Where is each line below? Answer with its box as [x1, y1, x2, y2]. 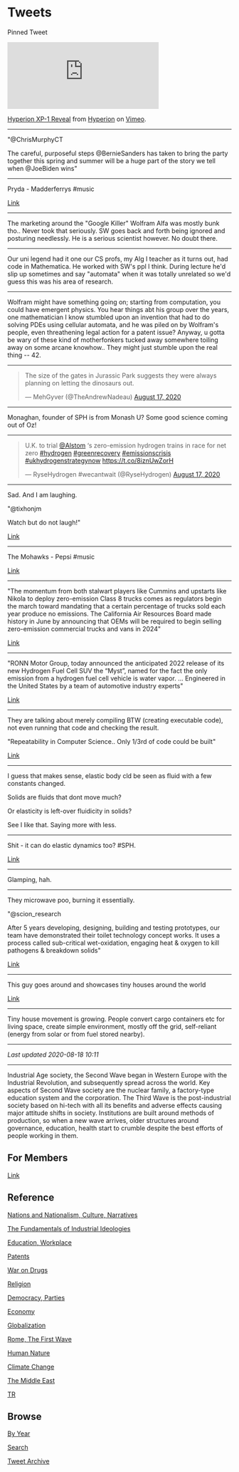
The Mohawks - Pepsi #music [7, 552, 95, 561]
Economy [7, 1307, 36, 1315]
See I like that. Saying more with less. [7, 820, 117, 829]
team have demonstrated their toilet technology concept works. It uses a [7, 931, 221, 939]
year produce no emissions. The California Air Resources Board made [7, 609, 212, 618]
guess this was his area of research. [7, 277, 114, 286]
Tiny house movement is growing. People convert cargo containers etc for [7, 1015, 225, 1023]
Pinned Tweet [7, 28, 48, 36]
